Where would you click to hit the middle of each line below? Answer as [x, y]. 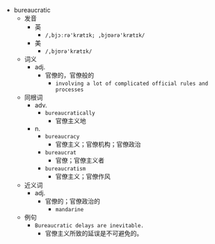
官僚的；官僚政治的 [73, 201]
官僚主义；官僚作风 [83, 176]
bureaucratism [65, 169]
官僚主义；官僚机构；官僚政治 [98, 144]
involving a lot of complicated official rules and [132, 83]
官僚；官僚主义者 [80, 160]
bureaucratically [70, 113]
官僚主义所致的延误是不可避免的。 [94, 233]
